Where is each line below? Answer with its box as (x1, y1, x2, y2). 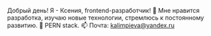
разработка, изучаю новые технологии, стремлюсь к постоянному (7, 14, 204, 22)
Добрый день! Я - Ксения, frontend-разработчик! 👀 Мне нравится (7, 7, 200, 14)
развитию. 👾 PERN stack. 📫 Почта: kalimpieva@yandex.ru (7, 21, 175, 29)
